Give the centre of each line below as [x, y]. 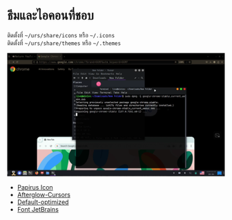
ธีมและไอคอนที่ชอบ [51, 16]
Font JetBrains [38, 209]
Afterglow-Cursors [44, 194]
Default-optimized [43, 202]
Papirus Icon [35, 187]
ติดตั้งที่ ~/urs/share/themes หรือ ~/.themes [64, 43]
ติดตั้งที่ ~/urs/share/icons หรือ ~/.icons [61, 35]
